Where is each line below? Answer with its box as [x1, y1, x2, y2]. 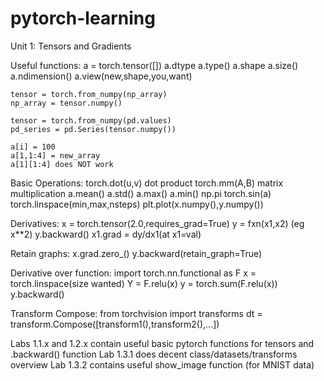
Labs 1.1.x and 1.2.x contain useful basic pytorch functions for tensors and [10, 337, 315, 349]
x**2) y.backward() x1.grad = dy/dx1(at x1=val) [10, 228, 202, 240]
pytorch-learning [10, 7, 156, 30]
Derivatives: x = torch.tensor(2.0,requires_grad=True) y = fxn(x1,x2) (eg [10, 217, 305, 229]
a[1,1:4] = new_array [10, 150, 101, 161]
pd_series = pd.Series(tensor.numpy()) [10, 124, 177, 134]
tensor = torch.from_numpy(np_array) [10, 89, 168, 99]
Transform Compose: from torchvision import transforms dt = [10, 307, 263, 319]
